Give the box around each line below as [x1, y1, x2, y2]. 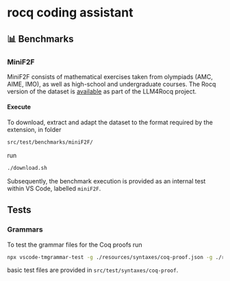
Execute [7, 103, 31, 111]
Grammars [7, 225, 43, 234]
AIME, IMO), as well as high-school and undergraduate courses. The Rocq [7, 80, 216, 88]
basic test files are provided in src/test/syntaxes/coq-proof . [7, 266, 179, 274]
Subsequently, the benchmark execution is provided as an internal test [7, 177, 206, 185]
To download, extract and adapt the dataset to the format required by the [7, 118, 214, 126]
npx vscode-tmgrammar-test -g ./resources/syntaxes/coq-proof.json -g [7, 254, 213, 260]
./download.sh [7, 164, 48, 171]
